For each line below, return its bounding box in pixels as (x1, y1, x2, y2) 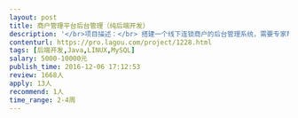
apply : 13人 (9, 79, 52, 88)
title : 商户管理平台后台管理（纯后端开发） (9, 21, 150, 30)
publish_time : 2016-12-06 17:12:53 (9, 63, 141, 72)
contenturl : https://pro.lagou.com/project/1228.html (9, 37, 213, 47)
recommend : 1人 (9, 87, 64, 96)
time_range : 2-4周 (9, 95, 76, 105)
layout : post (9, 12, 58, 22)
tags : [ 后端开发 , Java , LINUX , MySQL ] (9, 46, 136, 55)
